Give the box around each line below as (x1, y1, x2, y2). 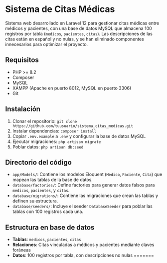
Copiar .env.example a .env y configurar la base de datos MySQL (12, 133, 146, 139)
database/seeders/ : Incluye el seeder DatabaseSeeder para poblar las (12, 203, 153, 209)
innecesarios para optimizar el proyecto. (5, 41, 88, 47)
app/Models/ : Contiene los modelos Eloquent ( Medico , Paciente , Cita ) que (12, 171, 163, 177)
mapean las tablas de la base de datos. (12, 176, 93, 183)
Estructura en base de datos (5, 223, 95, 231)
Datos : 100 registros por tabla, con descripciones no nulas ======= (12, 252, 155, 258)
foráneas (12, 247, 31, 253)
